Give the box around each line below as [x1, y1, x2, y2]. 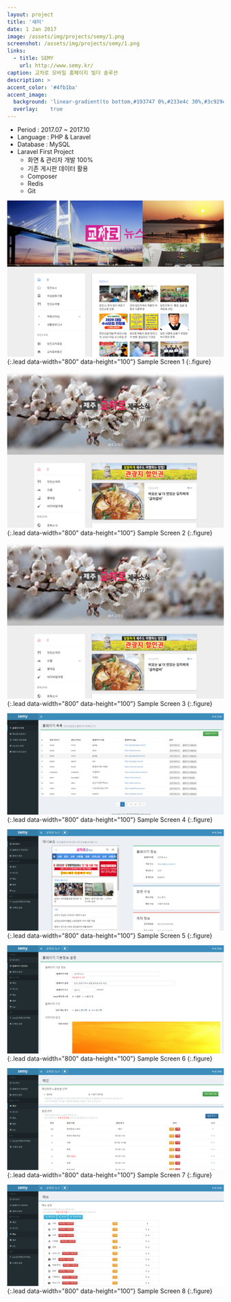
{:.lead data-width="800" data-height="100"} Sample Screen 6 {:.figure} [7, 1054, 213, 1063]
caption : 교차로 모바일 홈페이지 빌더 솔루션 [7, 69, 118, 76]
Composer [27, 172, 58, 180]
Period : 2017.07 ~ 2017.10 [16, 126, 90, 134]
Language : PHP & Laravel [16, 133, 91, 141]
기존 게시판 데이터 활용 [27, 164, 89, 172]
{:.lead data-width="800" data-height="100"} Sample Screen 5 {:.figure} [7, 931, 213, 940]
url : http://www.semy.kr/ [19, 62, 94, 69]
